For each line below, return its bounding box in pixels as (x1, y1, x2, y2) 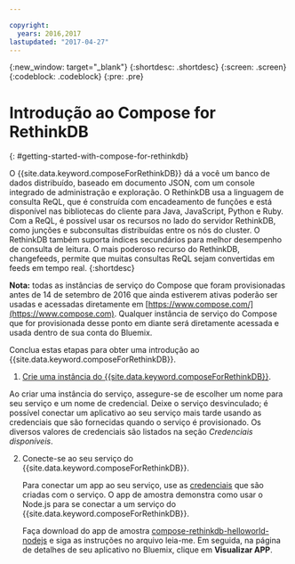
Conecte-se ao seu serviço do (21, 454, 133, 464)
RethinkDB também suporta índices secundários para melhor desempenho (9, 234, 283, 245)
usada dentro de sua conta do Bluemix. (9, 327, 153, 339)
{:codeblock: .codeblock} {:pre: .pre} (9, 71, 144, 82)
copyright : (9, 20, 50, 29)
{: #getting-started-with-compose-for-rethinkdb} (9, 151, 189, 161)
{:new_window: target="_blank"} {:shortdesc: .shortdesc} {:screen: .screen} (9, 61, 287, 72)
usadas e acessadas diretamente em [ (9, 299, 149, 310)
